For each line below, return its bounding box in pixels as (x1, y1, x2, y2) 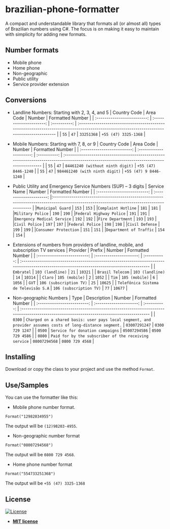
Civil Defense (127, 222, 157, 227)
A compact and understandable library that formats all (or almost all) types (5, 20, 161, 26)
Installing (5, 352, 36, 361)
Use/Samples (5, 380, 49, 390)
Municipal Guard (36, 205, 71, 211)
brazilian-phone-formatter (5, 4, 120, 15)
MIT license (12, 518, 38, 524)
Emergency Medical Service (14, 216, 72, 222)
